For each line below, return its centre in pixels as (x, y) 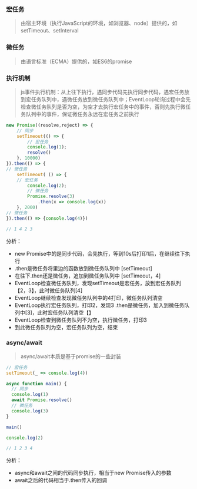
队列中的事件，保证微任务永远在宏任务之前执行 (82, 114)
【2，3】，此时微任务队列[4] (49, 290)
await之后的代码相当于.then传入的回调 (61, 480)
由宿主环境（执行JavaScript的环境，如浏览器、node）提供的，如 (99, 23)
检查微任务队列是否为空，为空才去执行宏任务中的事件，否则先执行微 (103, 107)
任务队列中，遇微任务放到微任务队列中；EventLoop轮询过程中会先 (111, 99)
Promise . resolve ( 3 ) (51, 196)
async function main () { (36, 384)
